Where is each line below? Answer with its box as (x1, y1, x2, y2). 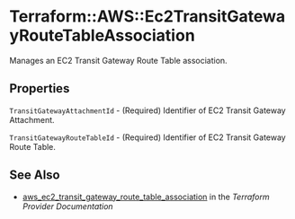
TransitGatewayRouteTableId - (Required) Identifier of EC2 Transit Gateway (9, 132, 286, 143)
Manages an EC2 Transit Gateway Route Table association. (9, 55, 228, 66)
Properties (9, 81, 70, 96)
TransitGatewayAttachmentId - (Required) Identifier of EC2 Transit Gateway (9, 105, 286, 116)
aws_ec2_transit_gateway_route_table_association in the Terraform (22, 191, 270, 202)
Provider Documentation (22, 200, 114, 212)
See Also (9, 168, 60, 183)
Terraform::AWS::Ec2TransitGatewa (9, 6, 286, 27)
